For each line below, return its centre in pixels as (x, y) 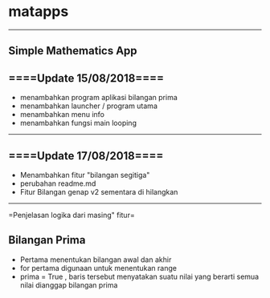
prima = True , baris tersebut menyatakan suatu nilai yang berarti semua (139, 276)
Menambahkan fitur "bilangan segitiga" (85, 175)
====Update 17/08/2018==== (86, 156)
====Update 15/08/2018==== (86, 78)
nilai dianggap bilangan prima (69, 285)
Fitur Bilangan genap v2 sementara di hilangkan (99, 191)
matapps (39, 12)
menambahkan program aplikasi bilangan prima (99, 98)
